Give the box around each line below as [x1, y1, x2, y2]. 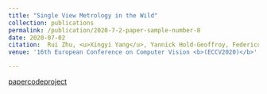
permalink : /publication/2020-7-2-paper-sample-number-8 [8, 26, 201, 34]
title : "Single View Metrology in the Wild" [8, 11, 158, 20]
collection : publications [8, 19, 94, 27]
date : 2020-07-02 [8, 33, 66, 42]
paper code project [8, 77, 68, 86]
